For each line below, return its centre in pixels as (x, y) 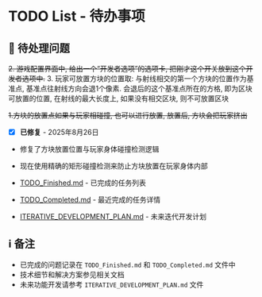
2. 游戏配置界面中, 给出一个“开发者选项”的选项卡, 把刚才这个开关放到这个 (127, 69)
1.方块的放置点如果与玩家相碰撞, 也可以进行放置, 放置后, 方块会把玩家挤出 (128, 115)
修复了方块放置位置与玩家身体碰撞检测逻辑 (89, 149)
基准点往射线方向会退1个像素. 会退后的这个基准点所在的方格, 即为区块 (139, 89)
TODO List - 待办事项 (77, 16)
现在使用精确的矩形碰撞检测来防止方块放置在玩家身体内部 (114, 166)
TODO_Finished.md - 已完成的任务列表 (83, 183)
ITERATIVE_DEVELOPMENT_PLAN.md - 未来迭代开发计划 (113, 217)
